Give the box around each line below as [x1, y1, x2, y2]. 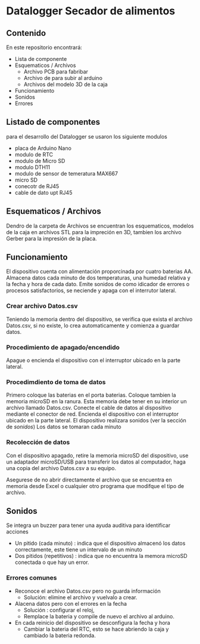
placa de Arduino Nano [14, 145, 71, 152]
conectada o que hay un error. [14, 559, 89, 566]
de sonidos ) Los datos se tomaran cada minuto [6, 423, 121, 431]
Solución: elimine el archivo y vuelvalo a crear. [23, 593, 137, 601]
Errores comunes [6, 574, 57, 582]
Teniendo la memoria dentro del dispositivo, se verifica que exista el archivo [6, 315, 193, 323]
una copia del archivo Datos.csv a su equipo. [6, 464, 117, 471]
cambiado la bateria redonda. [23, 631, 96, 639]
